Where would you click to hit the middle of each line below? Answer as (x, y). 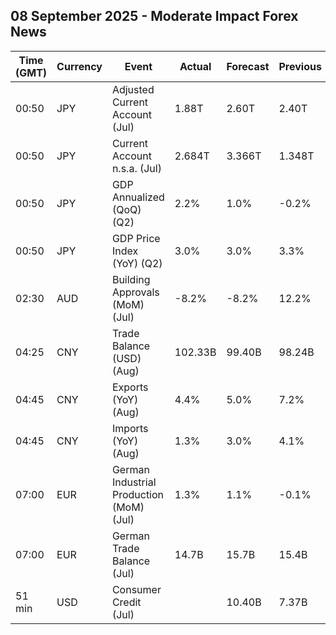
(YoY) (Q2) (137, 263)
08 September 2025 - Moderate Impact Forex (154, 16)
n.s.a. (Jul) (136, 168)
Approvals (135, 292)
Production (138, 494)
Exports (130, 387)
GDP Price (136, 238)
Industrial (134, 482)
